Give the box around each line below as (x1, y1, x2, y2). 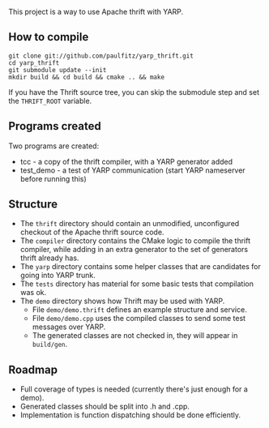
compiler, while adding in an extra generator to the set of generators (19, 245, 249, 255)
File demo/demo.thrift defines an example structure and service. (32, 305, 247, 315)
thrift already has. (19, 253, 79, 263)
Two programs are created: (8, 141, 100, 151)
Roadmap (8, 362, 58, 376)
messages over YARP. (32, 322, 106, 332)
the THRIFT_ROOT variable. (8, 96, 92, 105)
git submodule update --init (8, 66, 107, 74)
